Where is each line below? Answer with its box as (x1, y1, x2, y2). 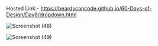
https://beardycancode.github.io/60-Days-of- (40, 5, 152, 12)
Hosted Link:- (6, 5, 40, 12)
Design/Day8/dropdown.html (6, 11, 77, 18)
